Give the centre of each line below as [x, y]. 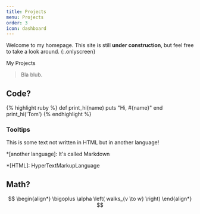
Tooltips [18, 129]
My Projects [21, 63]
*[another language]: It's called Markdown [58, 154]
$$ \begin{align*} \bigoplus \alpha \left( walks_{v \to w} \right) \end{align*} [100, 199]
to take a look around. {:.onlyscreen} [51, 52]
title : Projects [26, 12]
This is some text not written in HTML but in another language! [83, 142]
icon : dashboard [26, 28]
